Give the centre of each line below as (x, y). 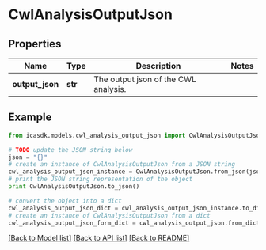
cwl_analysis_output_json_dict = (63, 208)
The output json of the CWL (145, 79)
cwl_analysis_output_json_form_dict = (72, 223)
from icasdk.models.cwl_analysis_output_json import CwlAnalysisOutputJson (136, 135)
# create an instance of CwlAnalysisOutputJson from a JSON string (122, 165)
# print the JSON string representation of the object (101, 180)
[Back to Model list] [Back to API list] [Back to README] (99, 238)
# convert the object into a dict (65, 201)
